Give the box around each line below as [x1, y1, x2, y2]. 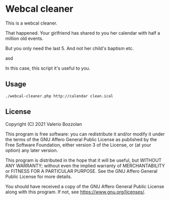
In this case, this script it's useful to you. [5, 65, 91, 71]
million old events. [5, 35, 44, 41]
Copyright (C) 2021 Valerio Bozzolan [5, 121, 82, 127]
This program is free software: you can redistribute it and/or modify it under [5, 131, 165, 137]
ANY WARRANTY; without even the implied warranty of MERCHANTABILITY [5, 162, 165, 169]
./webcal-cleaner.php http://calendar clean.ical [5, 93, 114, 99]
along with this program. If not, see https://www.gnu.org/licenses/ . [5, 189, 146, 195]
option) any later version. [5, 147, 58, 153]
